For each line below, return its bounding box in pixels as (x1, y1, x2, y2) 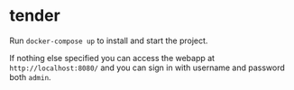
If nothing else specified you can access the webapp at (9, 52, 215, 63)
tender (9, 5, 60, 26)
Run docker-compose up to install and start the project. (9, 35, 208, 46)
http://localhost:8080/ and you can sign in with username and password (9, 62, 286, 73)
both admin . (9, 71, 51, 82)
